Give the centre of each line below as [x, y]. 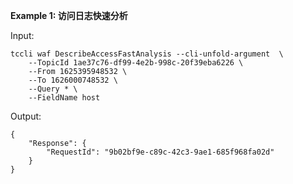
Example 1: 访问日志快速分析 [69, 15]
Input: [22, 35]
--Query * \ [53, 89]
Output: [26, 116]
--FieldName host [64, 98]
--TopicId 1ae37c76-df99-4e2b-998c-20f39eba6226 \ [136, 63]
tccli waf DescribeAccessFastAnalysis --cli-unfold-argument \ [147, 54]
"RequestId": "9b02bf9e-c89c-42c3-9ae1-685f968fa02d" [160, 152]
